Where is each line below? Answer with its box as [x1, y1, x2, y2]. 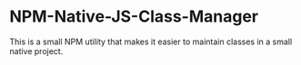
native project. [9, 45, 64, 56]
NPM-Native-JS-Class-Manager [9, 6, 259, 27]
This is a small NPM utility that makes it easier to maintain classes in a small [9, 36, 293, 47]
